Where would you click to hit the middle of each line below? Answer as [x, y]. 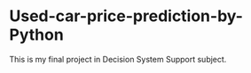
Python [36, 35]
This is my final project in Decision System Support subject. [118, 59]
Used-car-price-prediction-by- [126, 16]
